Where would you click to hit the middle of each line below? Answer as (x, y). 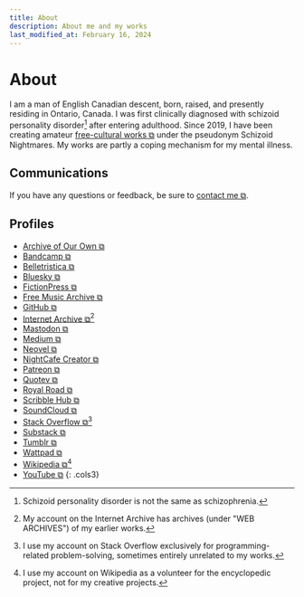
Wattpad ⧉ (42, 452)
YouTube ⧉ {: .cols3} (61, 474)
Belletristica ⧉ (48, 266)
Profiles (32, 224)
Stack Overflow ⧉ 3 (57, 421)
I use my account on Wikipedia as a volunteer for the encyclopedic (147, 573)
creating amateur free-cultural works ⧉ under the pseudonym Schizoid (141, 134)
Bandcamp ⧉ (47, 256)
